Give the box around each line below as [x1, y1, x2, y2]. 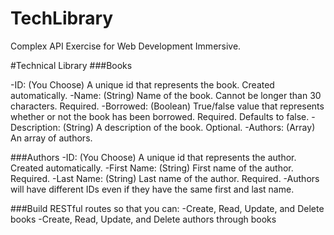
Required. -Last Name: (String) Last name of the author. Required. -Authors [10, 172, 320, 184]
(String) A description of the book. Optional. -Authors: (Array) [62, 121, 316, 133]
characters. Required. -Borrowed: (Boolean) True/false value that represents [10, 100, 325, 112]
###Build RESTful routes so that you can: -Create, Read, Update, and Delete [10, 202, 325, 214]
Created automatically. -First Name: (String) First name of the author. [10, 162, 294, 174]
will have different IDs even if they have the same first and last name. [10, 183, 295, 195]
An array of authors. [10, 132, 93, 144]
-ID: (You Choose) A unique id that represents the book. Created [10, 78, 275, 91]
